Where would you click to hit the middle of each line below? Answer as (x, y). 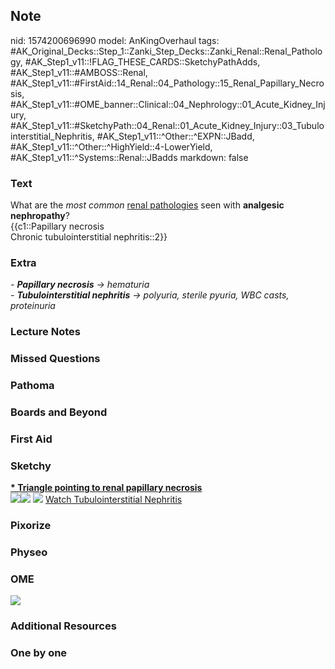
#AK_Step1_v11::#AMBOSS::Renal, (79, 72)
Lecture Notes (45, 332)
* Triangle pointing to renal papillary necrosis (106, 488)
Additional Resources (63, 626)
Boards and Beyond (59, 412)
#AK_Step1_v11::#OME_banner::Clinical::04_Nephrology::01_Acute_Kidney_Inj (168, 104)
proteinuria (33, 306)
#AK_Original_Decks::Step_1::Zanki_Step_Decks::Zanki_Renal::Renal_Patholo (166, 51)
